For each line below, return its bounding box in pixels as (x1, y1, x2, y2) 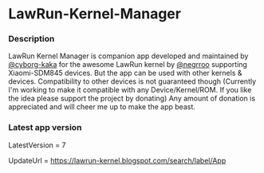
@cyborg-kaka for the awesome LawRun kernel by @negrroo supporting (8, 60, 247, 69)
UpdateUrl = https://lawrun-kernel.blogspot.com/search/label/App (8, 155, 227, 165)
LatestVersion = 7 (8, 140, 66, 150)
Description (8, 33, 55, 45)
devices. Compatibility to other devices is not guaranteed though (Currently (8, 77, 257, 86)
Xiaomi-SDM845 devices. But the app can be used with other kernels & (8, 69, 242, 78)
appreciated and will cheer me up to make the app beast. (8, 102, 195, 112)
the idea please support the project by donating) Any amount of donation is (8, 93, 256, 104)
